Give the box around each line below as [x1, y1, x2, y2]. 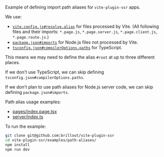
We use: [5, 14, 22, 19]
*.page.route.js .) [12, 34, 49, 40]
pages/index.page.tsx [12, 109, 57, 114]
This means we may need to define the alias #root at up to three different [5, 54, 155, 60]
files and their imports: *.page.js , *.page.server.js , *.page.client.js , [12, 29, 158, 34]
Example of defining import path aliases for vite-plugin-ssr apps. [5, 4, 141, 10]
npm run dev [5, 147, 30, 152]
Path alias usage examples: [5, 99, 61, 105]
